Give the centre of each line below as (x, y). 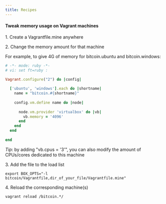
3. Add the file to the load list (35, 164)
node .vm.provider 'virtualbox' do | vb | (60, 112)
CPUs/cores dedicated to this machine (45, 155)
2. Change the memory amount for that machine (55, 47)
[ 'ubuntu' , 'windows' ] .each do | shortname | (55, 89)
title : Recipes (21, 10)
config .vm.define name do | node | (49, 103)
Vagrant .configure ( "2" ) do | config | (43, 79)
